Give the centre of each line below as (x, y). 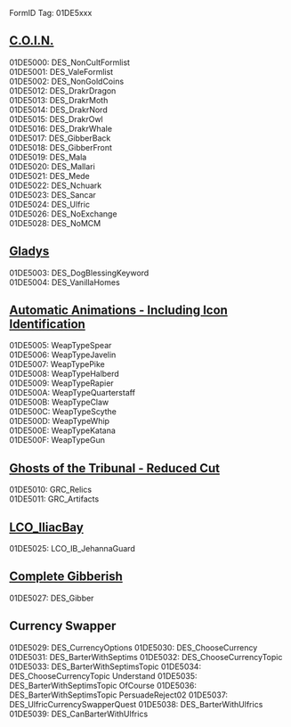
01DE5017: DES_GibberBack (60, 138)
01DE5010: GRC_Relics (50, 490)
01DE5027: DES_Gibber (52, 598)
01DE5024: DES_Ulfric (50, 204)
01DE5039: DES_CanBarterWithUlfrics (79, 714)
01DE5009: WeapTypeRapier (61, 383)
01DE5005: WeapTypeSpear (61, 346)
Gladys (29, 252)
